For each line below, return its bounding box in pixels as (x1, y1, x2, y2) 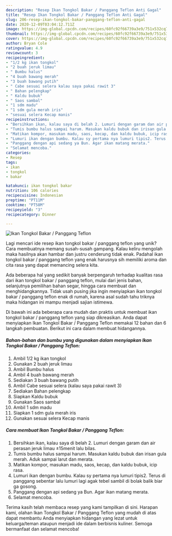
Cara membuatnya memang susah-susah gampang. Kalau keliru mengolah (6, 246, 163, 252)
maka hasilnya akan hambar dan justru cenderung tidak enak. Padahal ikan (6, 251, 163, 258)
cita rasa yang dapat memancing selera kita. (6, 262, 99, 268)
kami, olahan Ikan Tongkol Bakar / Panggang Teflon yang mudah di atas (6, 510, 157, 516)
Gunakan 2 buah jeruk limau (13, 361, 72, 367)
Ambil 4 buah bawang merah (13, 372, 75, 378)
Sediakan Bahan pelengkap (13, 388, 71, 394)
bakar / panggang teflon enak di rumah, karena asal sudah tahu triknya (6, 294, 155, 300)
